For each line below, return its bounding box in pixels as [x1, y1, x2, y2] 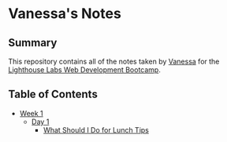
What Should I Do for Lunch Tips [43, 125, 150, 134]
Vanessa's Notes [8, 5, 122, 23]
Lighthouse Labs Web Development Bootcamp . [8, 65, 162, 75]
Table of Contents [8, 88, 99, 101]
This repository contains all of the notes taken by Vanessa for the [8, 56, 220, 66]
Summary [8, 36, 58, 49]
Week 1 [19, 108, 43, 118]
